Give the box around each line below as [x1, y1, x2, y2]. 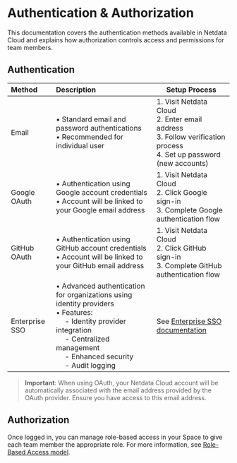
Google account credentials [56, 187, 148, 197]
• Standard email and [56, 114, 126, 124]
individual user [56, 140, 104, 150]
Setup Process [166, 85, 217, 95]
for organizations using [56, 289, 133, 299]
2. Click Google [156, 187, 207, 197]
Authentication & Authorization [7, 5, 194, 21]
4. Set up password [156, 150, 221, 160]
